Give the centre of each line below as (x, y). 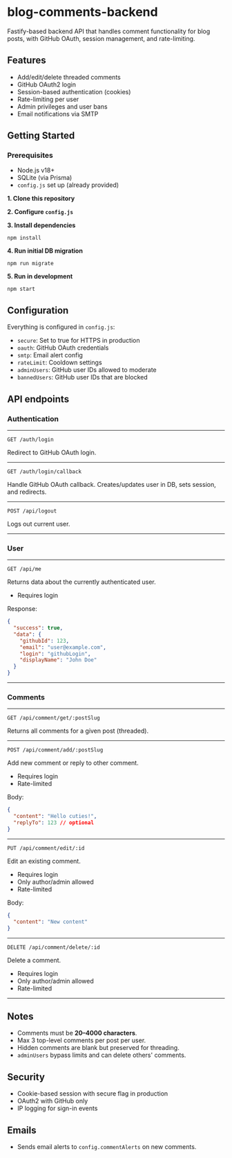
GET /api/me (24, 569)
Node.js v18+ (36, 170)
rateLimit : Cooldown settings (59, 363)
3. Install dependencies (41, 225)
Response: (22, 609)
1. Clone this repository (41, 199)
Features (27, 61)
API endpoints (38, 399)
